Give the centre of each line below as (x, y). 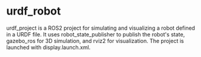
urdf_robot (34, 11)
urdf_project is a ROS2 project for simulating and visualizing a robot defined (101, 28)
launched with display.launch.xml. (48, 47)
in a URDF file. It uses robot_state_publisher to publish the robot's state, (96, 34)
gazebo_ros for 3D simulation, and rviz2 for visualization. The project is (95, 41)
